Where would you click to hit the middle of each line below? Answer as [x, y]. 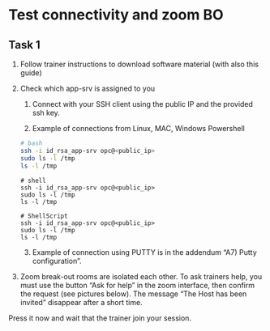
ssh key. [46, 112]
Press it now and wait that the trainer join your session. [100, 318]
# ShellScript [44, 216]
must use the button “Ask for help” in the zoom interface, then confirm [137, 285]
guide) [31, 73]
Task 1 [24, 45]
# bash [31, 143]
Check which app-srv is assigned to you [88, 88]
